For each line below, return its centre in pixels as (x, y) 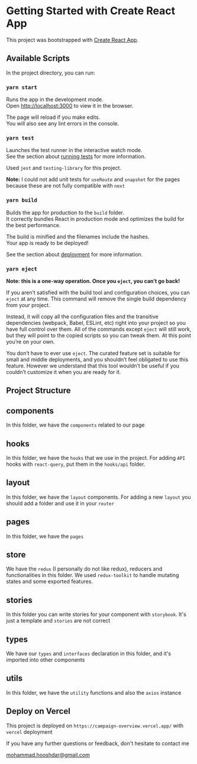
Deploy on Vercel (38, 711)
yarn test (20, 138)
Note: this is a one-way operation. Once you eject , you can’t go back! (93, 281)
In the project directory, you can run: (51, 73)
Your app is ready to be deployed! (47, 243)
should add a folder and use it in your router (60, 503)
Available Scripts (38, 58)
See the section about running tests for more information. (76, 157)
